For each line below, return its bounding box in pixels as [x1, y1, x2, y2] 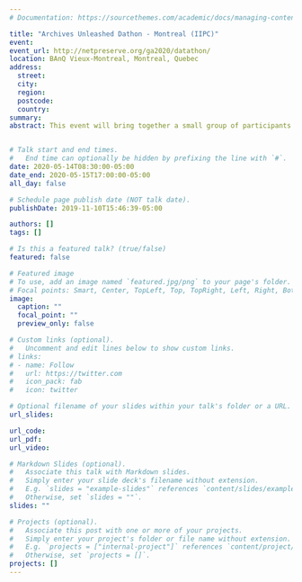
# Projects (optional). [9, 517, 99, 526]
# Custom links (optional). [9, 336, 115, 345]
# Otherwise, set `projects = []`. [9, 551, 151, 560]
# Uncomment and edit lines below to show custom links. [9, 344, 235, 353]
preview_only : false [17, 319, 94, 328]
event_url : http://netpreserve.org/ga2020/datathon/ [9, 46, 211, 55]
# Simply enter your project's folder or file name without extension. [9, 534, 292, 543]
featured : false [9, 253, 70, 262]
